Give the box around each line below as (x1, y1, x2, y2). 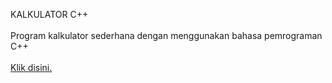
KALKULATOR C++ (10, 9, 89, 20)
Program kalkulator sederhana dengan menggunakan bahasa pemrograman (10, 30, 323, 41)
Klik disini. (10, 62, 53, 73)
